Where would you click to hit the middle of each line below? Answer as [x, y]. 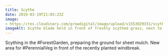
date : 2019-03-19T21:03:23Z [34, 14]
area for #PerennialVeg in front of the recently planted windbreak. [73, 48]
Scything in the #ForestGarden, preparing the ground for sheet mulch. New [82, 42]
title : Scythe [20, 10]
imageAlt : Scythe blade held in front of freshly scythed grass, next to [84, 28]
